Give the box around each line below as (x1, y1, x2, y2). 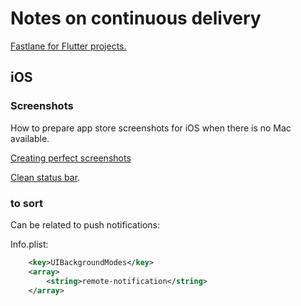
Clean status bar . (10, 171, 81, 183)
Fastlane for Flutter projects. (10, 40, 127, 52)
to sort (10, 196, 43, 210)
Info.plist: (10, 238, 49, 250)
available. (10, 132, 50, 144)
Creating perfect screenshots (10, 152, 132, 164)
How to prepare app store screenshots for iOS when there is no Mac (10, 122, 292, 134)
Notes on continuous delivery (10, 7, 262, 30)
